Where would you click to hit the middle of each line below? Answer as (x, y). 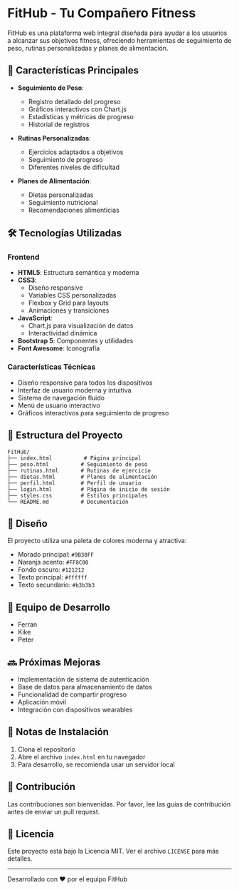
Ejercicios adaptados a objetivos (76, 152)
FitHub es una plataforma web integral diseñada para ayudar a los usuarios (117, 33)
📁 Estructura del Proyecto (65, 436)
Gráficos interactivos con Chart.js (77, 109)
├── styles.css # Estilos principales (78, 495)
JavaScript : (35, 318)
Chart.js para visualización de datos (81, 325)
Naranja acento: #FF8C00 (53, 562)
